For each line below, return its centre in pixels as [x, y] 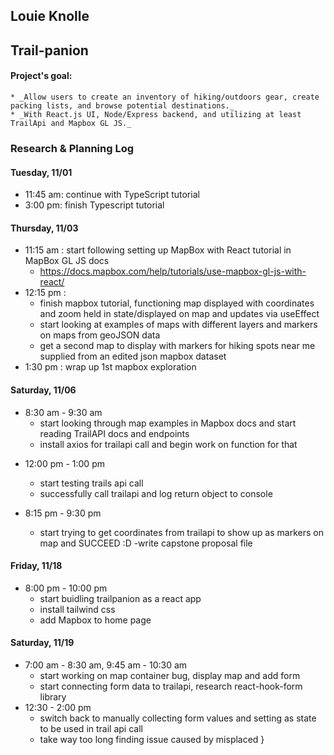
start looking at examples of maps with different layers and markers [178, 325]
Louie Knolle [50, 16]
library [53, 696]
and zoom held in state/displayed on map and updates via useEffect [179, 314]
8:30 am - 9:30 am [63, 412]
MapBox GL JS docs [67, 261]
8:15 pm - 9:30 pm [63, 513]
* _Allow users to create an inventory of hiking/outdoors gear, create [165, 97]
